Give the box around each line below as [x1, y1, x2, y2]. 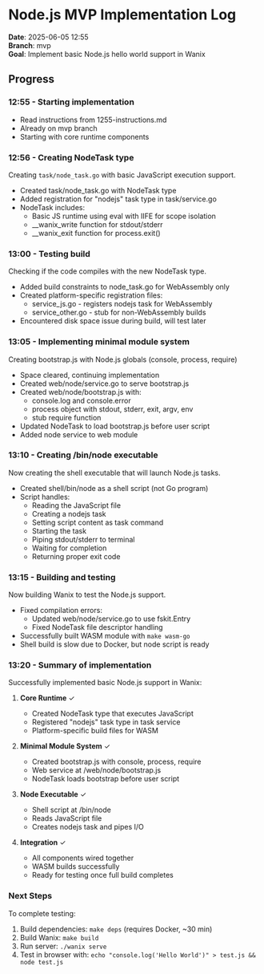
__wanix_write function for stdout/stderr [31, 219, 163, 229]
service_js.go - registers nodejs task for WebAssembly [31, 299, 213, 309]
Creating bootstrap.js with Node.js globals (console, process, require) [8, 355, 238, 364]
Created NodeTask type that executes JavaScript [31, 708, 194, 719]
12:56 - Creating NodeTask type [8, 152, 134, 163]
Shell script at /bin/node [31, 805, 112, 815]
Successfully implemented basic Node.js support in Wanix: [8, 678, 202, 688]
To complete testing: [8, 908, 76, 918]
